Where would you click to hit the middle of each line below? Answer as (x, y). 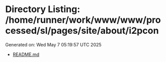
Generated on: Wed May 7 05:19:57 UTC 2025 (53, 44)
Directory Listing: (43, 9)
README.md (26, 54)
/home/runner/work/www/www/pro (83, 20)
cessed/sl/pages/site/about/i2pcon (82, 31)
